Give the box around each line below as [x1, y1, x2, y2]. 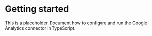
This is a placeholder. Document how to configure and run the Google [5, 20, 148, 26]
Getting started [5, 3, 69, 15]
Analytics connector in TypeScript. [5, 25, 76, 31]
